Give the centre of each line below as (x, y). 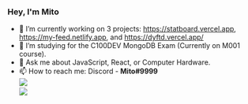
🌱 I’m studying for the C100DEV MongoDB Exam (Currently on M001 (129, 46)
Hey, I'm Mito (34, 12)
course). (32, 54)
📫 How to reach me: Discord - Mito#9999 (88, 71)
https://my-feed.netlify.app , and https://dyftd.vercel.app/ (111, 37)
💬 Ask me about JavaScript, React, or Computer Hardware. (115, 62)
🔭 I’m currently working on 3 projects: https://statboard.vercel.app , (127, 29)
